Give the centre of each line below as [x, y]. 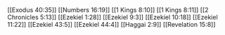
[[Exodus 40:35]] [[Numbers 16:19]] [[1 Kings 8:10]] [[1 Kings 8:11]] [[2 [108, 10]
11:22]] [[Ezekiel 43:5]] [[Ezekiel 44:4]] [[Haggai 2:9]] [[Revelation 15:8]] [111, 24]
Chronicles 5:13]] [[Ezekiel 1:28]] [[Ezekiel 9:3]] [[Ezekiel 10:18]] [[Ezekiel [112, 17]
